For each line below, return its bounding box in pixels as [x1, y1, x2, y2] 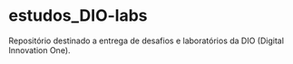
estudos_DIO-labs [8, 5, 148, 26]
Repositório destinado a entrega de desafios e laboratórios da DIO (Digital [8, 35, 285, 46]
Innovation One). [8, 44, 71, 55]
